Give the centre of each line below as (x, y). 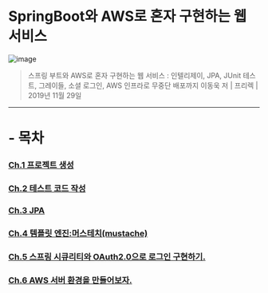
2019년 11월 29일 (55, 95)
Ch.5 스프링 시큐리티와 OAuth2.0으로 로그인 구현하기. (107, 256)
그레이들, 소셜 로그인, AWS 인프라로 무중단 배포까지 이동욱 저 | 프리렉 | (148, 85)
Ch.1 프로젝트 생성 (41, 165)
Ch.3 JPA (27, 210)
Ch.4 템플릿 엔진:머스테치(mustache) (78, 233)
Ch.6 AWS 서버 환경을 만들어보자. (70, 280)
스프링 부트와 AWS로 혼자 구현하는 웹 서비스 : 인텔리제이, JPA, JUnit (134, 75)
